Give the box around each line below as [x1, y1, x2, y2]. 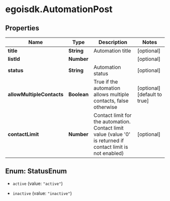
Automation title [93, 47, 132, 54]
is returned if [93, 137, 124, 144]
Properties [5, 24, 39, 32]
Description [98, 39, 127, 46]
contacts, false [93, 97, 129, 104]
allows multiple [93, 91, 129, 98]
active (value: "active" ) [12, 180, 63, 186]
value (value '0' [93, 131, 131, 138]
